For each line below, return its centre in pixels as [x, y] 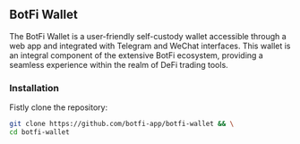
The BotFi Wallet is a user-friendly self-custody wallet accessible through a [148, 36]
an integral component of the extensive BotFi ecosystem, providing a [137, 55]
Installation [34, 88]
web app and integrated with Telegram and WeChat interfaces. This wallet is [150, 46]
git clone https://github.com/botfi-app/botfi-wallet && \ [122, 124]
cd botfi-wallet [39, 132]
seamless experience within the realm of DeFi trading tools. [119, 64]
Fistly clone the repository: [59, 107]
